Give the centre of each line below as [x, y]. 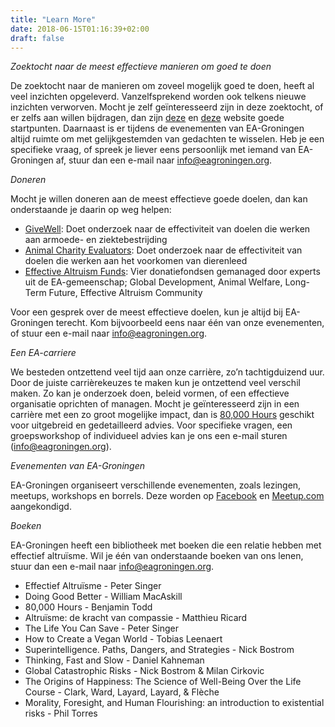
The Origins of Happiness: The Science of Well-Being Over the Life [163, 682]
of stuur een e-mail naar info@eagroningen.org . [109, 333]
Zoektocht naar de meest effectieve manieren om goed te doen [141, 67]
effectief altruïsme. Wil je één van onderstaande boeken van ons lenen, [157, 556]
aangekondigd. [41, 507]
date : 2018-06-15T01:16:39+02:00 [80, 29]
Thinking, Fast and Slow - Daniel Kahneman [114, 660]
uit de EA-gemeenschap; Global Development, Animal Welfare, [153, 282]
